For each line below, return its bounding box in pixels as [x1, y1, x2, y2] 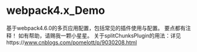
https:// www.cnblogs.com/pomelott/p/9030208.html [6, 39, 137, 46]
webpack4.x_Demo [6, 4, 105, 18]
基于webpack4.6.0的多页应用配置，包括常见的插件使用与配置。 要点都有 [6, 24, 186, 31]
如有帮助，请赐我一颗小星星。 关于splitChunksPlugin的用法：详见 [18, 31, 181, 39]
